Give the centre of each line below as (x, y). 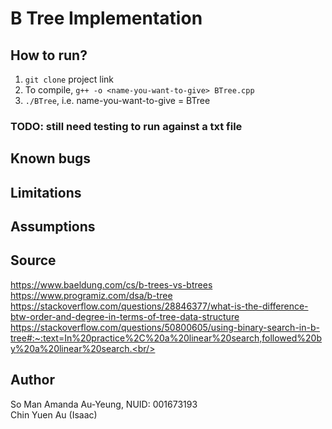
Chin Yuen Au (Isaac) (54, 414)
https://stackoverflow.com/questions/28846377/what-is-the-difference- (159, 306)
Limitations (46, 192)
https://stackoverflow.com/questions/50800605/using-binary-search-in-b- (165, 327)
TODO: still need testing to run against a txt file (126, 126)
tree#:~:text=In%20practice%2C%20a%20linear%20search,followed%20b (166, 338)
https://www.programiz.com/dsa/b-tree (91, 295)
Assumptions (53, 227)
